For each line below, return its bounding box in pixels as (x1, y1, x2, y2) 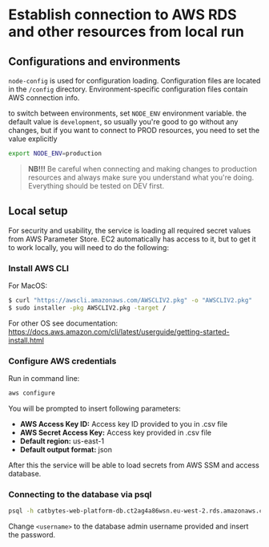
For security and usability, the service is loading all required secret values (8, 225, 251, 235)
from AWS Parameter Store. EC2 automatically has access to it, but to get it (8, 234, 256, 244)
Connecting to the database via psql (8, 488, 152, 500)
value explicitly (8, 134, 58, 144)
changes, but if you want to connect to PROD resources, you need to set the (8, 126, 260, 135)
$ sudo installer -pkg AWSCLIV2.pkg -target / (8, 303, 167, 312)
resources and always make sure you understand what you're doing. (27, 172, 255, 182)
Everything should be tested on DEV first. (27, 180, 165, 190)
